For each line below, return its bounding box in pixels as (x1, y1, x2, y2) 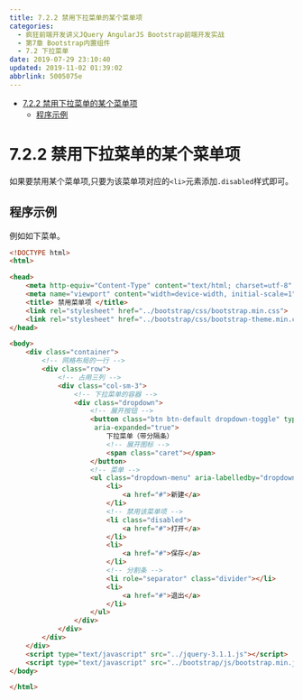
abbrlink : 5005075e (9, 72, 83, 81)
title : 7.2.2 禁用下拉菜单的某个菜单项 (9, 13, 142, 23)
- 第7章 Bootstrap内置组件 (17, 38, 111, 48)
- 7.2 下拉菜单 (17, 47, 69, 56)
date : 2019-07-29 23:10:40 (9, 55, 111, 64)
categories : (9, 22, 54, 31)
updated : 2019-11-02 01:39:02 (9, 64, 124, 73)
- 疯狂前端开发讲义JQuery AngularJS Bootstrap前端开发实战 (17, 30, 225, 39)
